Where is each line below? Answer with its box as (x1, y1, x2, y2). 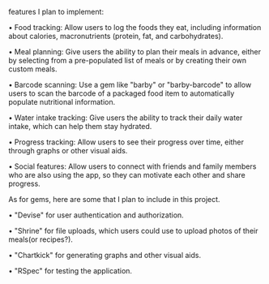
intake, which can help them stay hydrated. (8, 122, 152, 131)
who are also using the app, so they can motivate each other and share (8, 170, 246, 179)
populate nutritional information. (8, 97, 116, 106)
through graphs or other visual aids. (8, 146, 128, 155)
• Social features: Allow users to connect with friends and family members (8, 161, 257, 171)
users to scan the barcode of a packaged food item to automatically (8, 88, 235, 98)
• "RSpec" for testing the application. (8, 266, 132, 275)
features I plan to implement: (8, 7, 104, 16)
